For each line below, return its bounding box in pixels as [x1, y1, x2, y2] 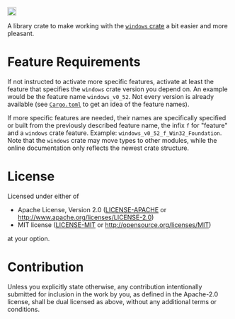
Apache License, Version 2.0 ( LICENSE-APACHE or [17, 205, 167, 214]
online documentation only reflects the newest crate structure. [7, 144, 190, 152]
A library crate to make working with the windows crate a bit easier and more [7, 22, 228, 30]
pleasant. [7, 29, 35, 37]
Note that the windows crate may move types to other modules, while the [7, 136, 217, 144]
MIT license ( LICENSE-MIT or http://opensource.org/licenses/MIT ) [17, 220, 212, 229]
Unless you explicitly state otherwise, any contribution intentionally [7, 282, 202, 291]
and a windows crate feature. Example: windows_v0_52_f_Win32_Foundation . [7, 128, 222, 137]
